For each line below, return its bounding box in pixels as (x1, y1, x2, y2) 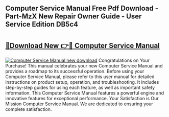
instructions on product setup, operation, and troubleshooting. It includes (5, 79, 159, 85)
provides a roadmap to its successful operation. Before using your (5, 68, 144, 74)
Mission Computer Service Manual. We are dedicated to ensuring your (5, 101, 153, 107)
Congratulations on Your (99, 57, 150, 63)
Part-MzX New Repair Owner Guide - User (5, 12, 142, 21)
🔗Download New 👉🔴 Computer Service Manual (5, 41, 160, 50)
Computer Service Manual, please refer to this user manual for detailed (5, 74, 155, 80)
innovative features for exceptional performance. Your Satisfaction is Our (5, 96, 159, 101)
